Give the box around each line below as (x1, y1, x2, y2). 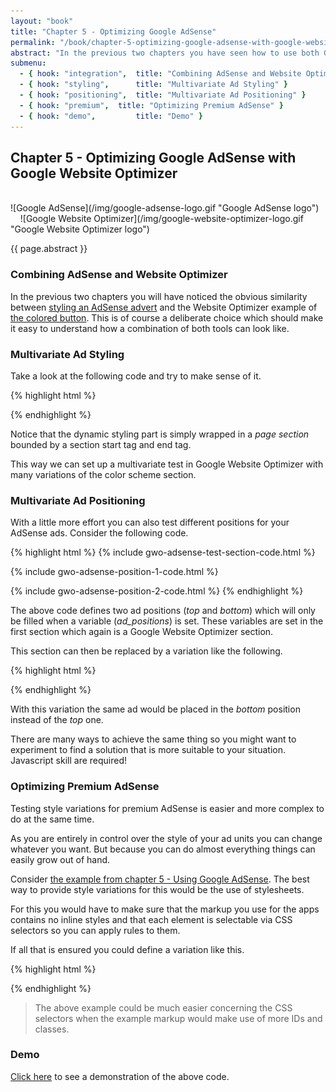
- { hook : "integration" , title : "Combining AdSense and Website (19, 69, 302, 79)
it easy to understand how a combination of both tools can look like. (10, 322, 290, 334)
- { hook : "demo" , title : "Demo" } (19, 111, 203, 121)
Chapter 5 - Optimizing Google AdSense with (10, 149, 297, 166)
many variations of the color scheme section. (10, 468, 197, 480)
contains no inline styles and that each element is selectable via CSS (10, 913, 293, 925)
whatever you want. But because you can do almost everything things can (10, 843, 316, 855)
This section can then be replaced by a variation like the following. (10, 645, 283, 657)
